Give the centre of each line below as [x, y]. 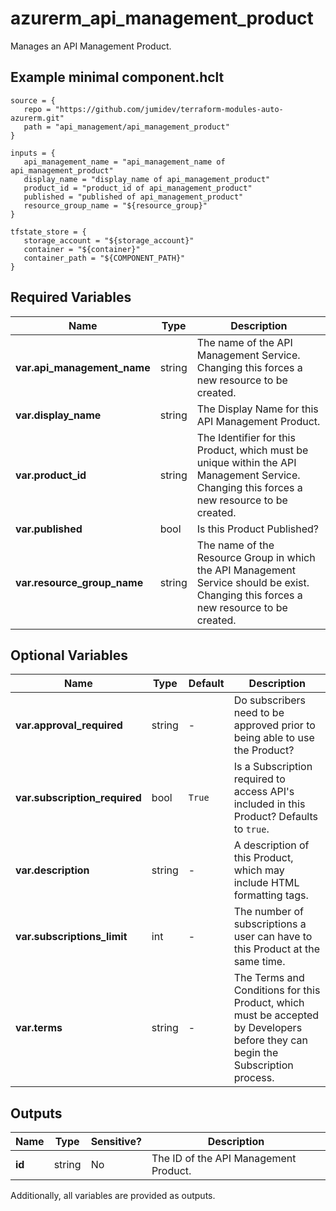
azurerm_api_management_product [162, 18]
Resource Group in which [256, 557]
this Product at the [277, 949]
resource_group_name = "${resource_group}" [115, 205]
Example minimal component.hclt [117, 77]
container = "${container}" [82, 249]
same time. [259, 962]
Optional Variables [69, 655]
